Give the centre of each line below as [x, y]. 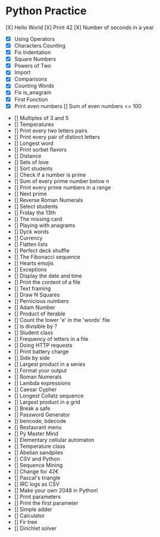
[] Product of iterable [40, 314]
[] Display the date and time [48, 276]
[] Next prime [30, 194]
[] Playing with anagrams [45, 225]
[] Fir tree [26, 522]
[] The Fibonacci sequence [47, 257]
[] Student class [34, 332]
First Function [31, 99]
